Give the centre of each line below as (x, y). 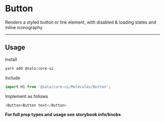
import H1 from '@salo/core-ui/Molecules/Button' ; (58, 87)
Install (11, 59)
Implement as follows (27, 96)
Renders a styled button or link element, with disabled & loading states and (81, 22)
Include (13, 78)
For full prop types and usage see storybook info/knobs (63, 115)
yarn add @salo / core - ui (29, 68)
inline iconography (24, 27)
